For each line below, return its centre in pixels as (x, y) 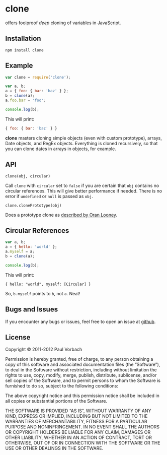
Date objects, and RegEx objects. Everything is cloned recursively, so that (81, 143)
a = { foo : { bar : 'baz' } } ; (37, 91)
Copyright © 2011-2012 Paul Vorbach (44, 349)
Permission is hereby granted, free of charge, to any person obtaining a (79, 359)
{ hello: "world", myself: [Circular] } (48, 284)
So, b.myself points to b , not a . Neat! (43, 293)
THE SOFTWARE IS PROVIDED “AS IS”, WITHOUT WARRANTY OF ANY (78, 411)
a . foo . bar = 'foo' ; (26, 101)
